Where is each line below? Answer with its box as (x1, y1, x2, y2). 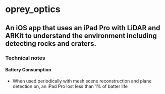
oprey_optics (5, 4, 61, 15)
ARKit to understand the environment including (5, 31, 157, 40)
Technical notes (5, 54, 45, 61)
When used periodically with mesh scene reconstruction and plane (12, 78, 152, 84)
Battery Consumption (5, 67, 51, 73)
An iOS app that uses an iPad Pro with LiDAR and (5, 24, 160, 32)
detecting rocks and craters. (5, 39, 97, 48)
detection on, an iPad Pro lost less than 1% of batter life (12, 83, 128, 89)
